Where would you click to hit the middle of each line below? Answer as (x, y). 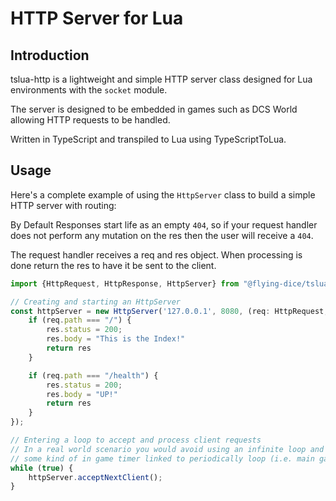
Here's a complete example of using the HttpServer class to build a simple (163, 194)
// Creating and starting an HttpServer (96, 302)
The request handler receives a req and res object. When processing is (156, 254)
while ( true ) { (42, 468)
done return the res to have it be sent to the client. (113, 265)
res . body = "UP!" (82, 394)
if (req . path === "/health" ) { (93, 375)
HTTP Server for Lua (97, 18)
